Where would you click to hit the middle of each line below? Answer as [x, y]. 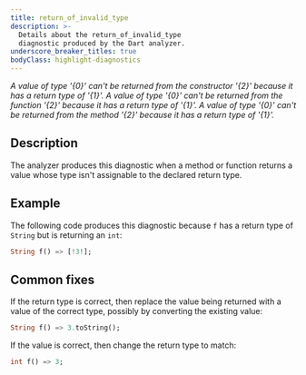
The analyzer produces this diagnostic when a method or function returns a [152, 165]
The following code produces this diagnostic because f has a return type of [152, 225]
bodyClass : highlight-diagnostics [76, 60]
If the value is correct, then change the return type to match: [123, 345]
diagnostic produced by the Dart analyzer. [102, 43]
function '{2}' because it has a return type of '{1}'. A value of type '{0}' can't [153, 105]
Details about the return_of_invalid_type [100, 35]
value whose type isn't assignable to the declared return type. [126, 174]
